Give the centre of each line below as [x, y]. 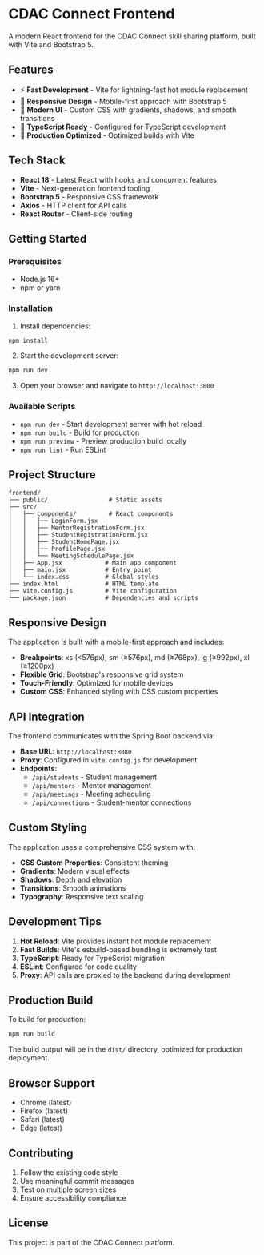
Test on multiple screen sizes [68, 1189]
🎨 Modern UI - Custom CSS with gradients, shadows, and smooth [128, 110]
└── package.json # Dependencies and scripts [103, 598]
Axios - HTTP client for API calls [73, 205]
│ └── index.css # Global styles [84, 577]
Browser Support [52, 1083]
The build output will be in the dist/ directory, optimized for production [126, 1049]
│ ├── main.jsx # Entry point [80, 570]
